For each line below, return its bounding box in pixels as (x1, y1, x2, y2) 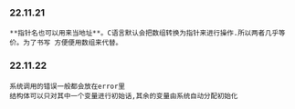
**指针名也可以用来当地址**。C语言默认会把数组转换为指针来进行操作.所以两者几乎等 (9, 29, 286, 38)
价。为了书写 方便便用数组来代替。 (9, 38, 123, 47)
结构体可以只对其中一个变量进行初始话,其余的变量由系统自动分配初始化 (9, 91, 238, 101)
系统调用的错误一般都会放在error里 (9, 82, 126, 91)
